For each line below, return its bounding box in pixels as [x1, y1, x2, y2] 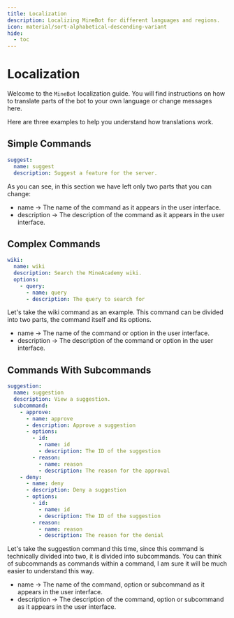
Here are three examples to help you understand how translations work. [7, 118, 214, 126]
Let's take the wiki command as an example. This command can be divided [7, 308, 224, 316]
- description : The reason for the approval [38, 467, 170, 474]
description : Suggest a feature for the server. [13, 169, 158, 177]
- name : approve [25, 415, 73, 422]
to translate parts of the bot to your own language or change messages [7, 97, 212, 105]
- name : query [25, 289, 68, 296]
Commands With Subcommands [7, 364, 152, 376]
